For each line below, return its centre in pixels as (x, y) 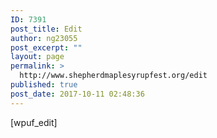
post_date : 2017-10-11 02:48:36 (77, 94)
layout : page (37, 57)
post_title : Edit (46, 29)
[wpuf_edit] (34, 122)
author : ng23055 (44, 38)
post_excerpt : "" (46, 47)
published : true (44, 85)
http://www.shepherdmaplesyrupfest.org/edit (113, 76)
